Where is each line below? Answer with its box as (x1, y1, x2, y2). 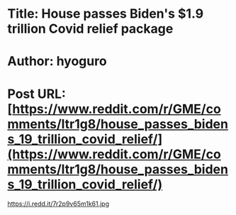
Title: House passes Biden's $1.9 (7, 6, 204, 22)
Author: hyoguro (7, 53, 108, 70)
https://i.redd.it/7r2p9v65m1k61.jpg (7, 199, 110, 208)
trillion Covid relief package (7, 21, 174, 37)
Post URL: (7, 86, 66, 101)
